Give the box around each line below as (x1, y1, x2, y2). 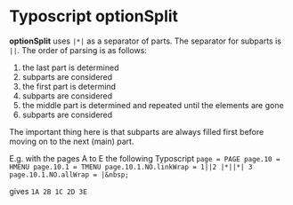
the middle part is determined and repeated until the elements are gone (21, 99, 284, 110)
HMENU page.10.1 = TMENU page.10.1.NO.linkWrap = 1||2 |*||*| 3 (9, 162, 253, 171)
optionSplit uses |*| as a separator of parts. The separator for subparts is (9, 35, 282, 46)
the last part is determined (21, 62, 119, 73)
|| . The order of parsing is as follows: (9, 44, 147, 55)
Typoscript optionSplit (9, 6, 179, 27)
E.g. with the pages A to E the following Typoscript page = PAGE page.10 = (9, 153, 281, 163)
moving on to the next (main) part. (9, 136, 134, 146)
